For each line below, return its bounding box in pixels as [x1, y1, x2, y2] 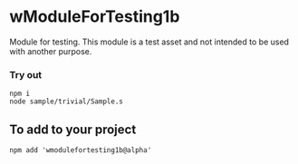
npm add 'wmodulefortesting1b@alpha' [9, 146, 152, 155]
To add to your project [9, 121, 137, 137]
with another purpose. [9, 45, 92, 56]
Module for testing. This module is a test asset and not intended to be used [9, 36, 290, 47]
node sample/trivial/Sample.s [9, 97, 124, 106]
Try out [9, 68, 43, 81]
